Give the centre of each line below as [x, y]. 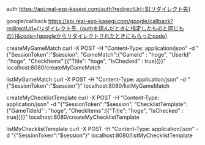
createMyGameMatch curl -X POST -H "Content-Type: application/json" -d [101, 48]
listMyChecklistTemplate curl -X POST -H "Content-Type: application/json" [100, 129]
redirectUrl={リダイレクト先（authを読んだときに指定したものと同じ [93, 28]
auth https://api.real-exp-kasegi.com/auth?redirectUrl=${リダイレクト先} [99, 9]
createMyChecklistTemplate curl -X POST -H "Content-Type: [83, 97]
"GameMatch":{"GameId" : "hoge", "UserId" [136, 55]
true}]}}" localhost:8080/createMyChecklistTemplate [73, 117]
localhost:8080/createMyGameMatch [54, 68]
